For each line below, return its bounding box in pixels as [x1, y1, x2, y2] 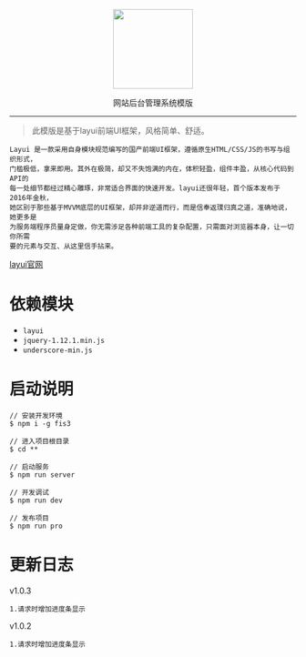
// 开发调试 [9, 488, 50, 497]
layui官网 [9, 259, 44, 269]
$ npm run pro [9, 521, 64, 531]
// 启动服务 [9, 462, 50, 471]
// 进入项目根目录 [9, 437, 70, 446]
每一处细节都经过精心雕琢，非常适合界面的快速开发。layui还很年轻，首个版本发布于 [9, 184, 280, 193]
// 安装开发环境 [9, 410, 63, 420]
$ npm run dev [9, 496, 64, 505]
